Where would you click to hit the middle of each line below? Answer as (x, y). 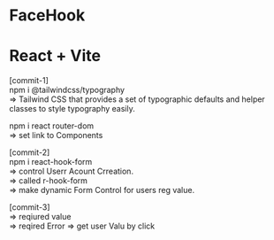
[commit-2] (30, 152)
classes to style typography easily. (72, 109)
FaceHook (47, 15)
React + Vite (55, 56)
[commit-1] (29, 81)
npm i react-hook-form (51, 162)
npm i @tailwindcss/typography (67, 90)
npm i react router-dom (52, 126)
